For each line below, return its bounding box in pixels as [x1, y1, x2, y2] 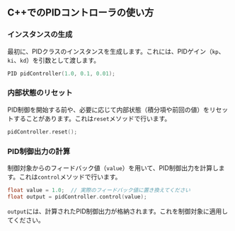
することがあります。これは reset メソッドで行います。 [13, 114, 171, 122]
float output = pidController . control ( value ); [7, 193, 147, 200]
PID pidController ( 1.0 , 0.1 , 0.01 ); [7, 70, 115, 77]
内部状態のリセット [7, 88, 73, 97]
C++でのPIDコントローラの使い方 [7, 6, 154, 19]
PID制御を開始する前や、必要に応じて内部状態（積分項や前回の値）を [7, 105, 210, 114]
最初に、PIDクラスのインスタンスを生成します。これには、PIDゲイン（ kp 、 [7, 47, 225, 55]
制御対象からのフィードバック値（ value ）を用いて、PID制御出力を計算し [7, 164, 219, 172]
